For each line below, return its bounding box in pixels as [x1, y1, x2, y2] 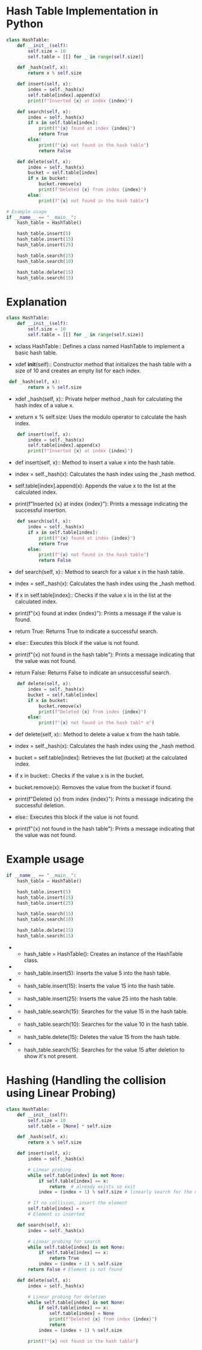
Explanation [6, 295, 67, 309]
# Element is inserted [28, 1211, 85, 1217]
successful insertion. [14, 507, 67, 514]
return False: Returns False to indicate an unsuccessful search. [14, 669, 171, 676]
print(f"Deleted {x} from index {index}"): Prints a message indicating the [14, 795, 194, 803]
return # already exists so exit [49, 1183, 136, 1189]
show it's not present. [23, 1052, 78, 1059]
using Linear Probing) [6, 1086, 116, 1100]
